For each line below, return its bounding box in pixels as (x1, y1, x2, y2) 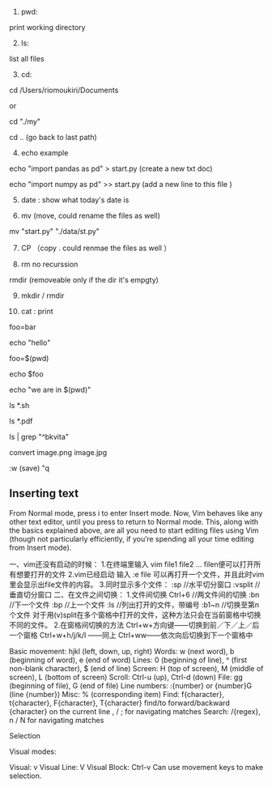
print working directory (9, 23, 86, 32)
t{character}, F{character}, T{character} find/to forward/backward (9, 698, 230, 708)
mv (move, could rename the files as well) (20, 211, 160, 220)
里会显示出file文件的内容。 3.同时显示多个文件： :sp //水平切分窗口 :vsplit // (9, 579, 261, 589)
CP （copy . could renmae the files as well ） (20, 243, 172, 253)
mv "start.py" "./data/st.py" (9, 227, 100, 236)
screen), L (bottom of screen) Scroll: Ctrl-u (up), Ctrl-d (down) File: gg (9, 672, 244, 682)
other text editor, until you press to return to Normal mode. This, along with (9, 517, 259, 526)
